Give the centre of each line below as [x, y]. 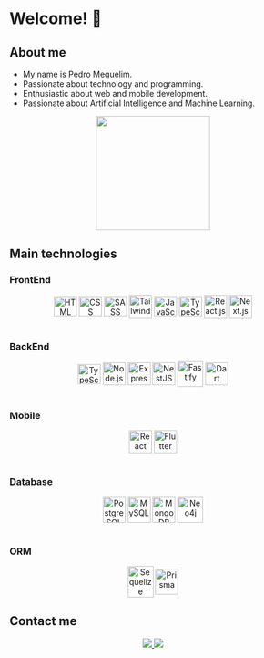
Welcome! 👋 [56, 19]
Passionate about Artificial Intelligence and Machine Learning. [138, 103]
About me [38, 52]
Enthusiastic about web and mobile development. [115, 94]
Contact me [43, 621]
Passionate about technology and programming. [113, 84]
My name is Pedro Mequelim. [77, 74]
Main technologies [63, 254]
